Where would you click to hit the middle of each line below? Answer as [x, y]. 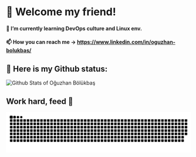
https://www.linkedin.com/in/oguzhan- [126, 42]
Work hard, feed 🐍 [40, 101]
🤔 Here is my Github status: [57, 69]
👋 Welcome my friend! [61, 12]
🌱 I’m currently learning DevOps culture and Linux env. [74, 28]
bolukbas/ [19, 50]
